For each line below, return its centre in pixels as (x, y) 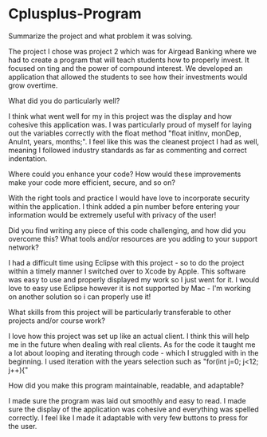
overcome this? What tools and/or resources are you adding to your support (133, 238)
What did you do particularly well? (64, 100)
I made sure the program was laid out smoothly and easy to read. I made (127, 400)
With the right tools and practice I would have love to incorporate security (129, 198)
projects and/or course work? (57, 321)
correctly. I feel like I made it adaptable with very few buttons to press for (128, 417)
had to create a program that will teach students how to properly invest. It (129, 60)
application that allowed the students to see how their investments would (128, 77)
